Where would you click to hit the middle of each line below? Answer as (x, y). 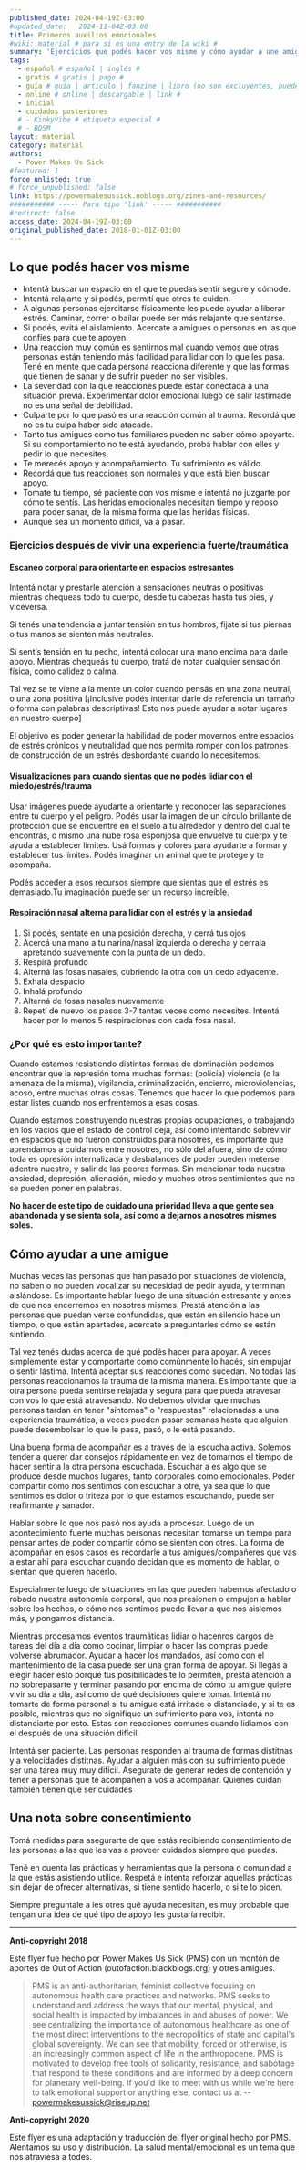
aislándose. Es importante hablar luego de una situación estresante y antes (150, 1295)
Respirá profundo (55, 962)
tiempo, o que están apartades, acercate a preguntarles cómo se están (143, 1324)
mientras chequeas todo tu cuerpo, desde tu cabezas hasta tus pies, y (142, 597)
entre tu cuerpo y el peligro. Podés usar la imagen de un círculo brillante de (151, 816)
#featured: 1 (34, 171)
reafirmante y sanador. (52, 1505)
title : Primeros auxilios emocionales (83, 35)
